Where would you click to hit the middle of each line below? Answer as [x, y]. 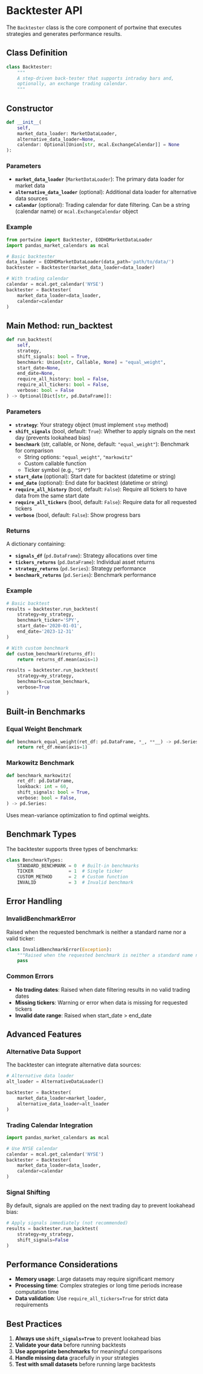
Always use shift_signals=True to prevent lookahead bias [88, 1339]
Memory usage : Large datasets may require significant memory [95, 1279]
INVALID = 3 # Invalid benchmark [76, 883]
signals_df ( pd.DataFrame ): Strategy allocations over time [86, 556]
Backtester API [44, 11]
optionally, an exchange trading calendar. [73, 84]
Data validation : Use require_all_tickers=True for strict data [92, 1298]
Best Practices [34, 1324]
